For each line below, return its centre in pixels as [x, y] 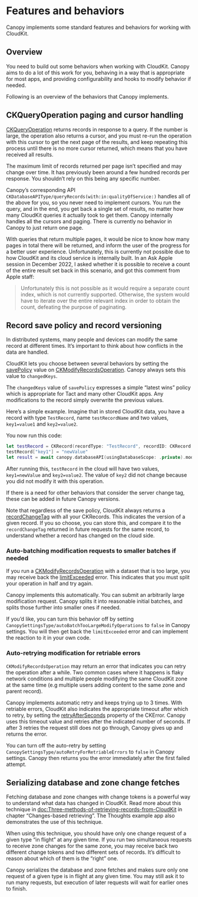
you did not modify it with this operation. [55, 481]
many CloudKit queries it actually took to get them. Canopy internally [90, 215]
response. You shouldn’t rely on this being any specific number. [83, 178]
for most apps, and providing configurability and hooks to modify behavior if [99, 79]
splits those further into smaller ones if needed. [64, 608]
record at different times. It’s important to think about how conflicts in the [95, 346]
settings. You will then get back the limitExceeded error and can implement [97, 632]
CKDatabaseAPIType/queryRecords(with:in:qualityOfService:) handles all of [98, 196]
